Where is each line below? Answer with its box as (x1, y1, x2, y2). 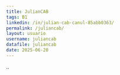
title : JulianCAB (6, 8, 49, 15)
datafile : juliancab (6, 42, 57, 48)
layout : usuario (6, 31, 46, 37)
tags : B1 (6, 14, 28, 20)
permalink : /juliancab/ (6, 25, 65, 31)
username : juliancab (6, 36, 57, 42)
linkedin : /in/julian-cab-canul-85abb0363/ (6, 19, 115, 25)
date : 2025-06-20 (6, 47, 49, 53)
